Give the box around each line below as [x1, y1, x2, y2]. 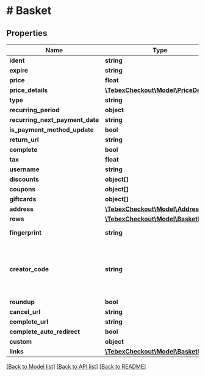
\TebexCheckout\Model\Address [104, 205, 203, 213]
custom [9, 338, 32, 346]
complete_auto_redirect [9, 327, 81, 336]
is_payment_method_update [9, 126, 94, 134]
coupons [9, 185, 36, 193]
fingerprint [9, 229, 41, 236]
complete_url [9, 317, 49, 326]
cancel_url [9, 308, 41, 316]
